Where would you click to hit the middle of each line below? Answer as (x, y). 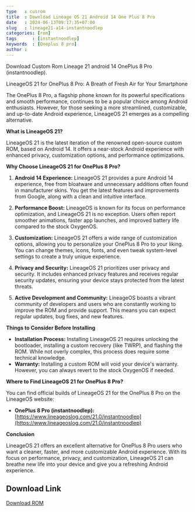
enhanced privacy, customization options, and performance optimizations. (95, 155)
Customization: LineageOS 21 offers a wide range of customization (95, 238)
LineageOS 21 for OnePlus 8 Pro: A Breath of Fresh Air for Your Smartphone (97, 84)
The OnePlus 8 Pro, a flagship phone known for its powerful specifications (95, 95)
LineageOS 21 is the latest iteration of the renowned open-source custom (94, 142)
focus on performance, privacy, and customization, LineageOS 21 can (90, 458)
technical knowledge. (40, 358)
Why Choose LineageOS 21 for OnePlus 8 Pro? (63, 166)
